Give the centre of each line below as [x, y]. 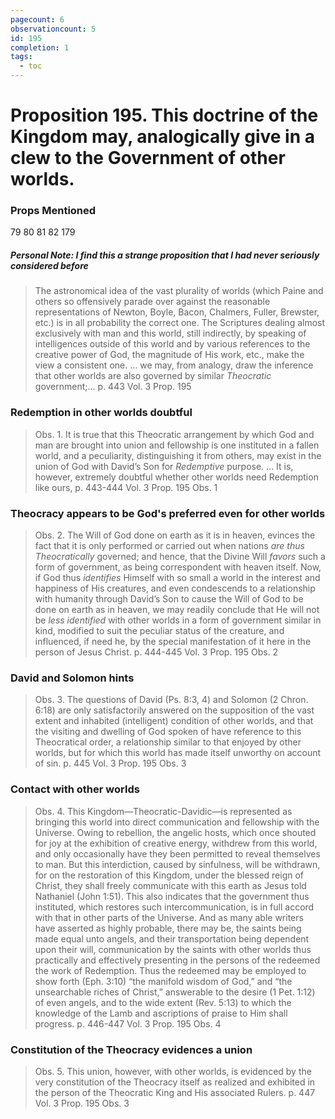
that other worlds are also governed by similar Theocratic [153, 376]
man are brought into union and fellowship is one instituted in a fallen [177, 445]
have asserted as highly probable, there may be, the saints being [168, 928]
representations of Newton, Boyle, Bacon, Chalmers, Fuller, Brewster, [177, 312]
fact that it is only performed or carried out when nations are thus [169, 546]
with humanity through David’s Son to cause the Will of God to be [169, 599]
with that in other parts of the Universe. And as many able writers [169, 917]
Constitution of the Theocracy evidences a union [131, 1049]
